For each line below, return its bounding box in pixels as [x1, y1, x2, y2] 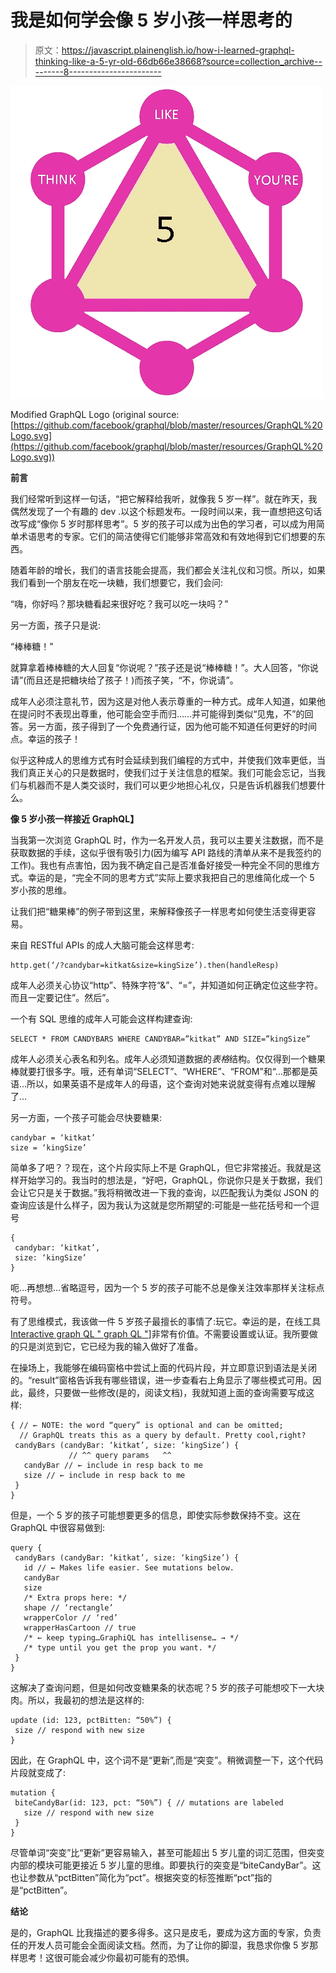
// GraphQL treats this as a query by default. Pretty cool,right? [19, 1430, 307, 1440]
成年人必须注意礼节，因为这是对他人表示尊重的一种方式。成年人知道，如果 [10, 695, 317, 707]
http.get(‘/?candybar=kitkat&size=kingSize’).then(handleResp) [10, 960, 280, 970]
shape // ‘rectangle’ [23, 1602, 114, 1613]
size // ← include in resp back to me [23, 1470, 186, 1480]
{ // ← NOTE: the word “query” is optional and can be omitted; [10, 1420, 284, 1430]
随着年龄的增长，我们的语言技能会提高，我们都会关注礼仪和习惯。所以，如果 [10, 564, 326, 576]
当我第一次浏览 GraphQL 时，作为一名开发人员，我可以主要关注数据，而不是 [10, 834, 324, 846]
